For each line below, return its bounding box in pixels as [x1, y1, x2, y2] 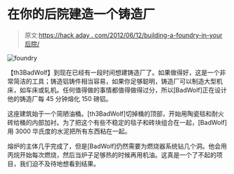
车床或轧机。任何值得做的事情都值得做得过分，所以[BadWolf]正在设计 [25, 86, 227, 94]
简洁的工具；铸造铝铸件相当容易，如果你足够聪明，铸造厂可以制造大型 [13, 76, 216, 85]
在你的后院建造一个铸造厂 [7, 6, 156, 22]
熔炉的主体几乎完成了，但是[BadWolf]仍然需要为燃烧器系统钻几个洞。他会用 [7, 142, 227, 150]
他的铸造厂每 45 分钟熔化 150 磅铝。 [7, 94, 112, 102]
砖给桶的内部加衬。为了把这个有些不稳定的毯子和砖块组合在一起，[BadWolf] [7, 118, 227, 126]
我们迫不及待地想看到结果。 [19, 159, 100, 168]
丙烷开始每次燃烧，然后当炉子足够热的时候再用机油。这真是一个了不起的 [7, 150, 216, 159]
